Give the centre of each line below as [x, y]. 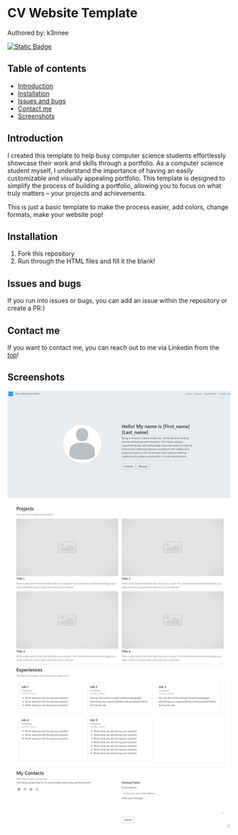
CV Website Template [73, 13]
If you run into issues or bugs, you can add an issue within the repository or [118, 301]
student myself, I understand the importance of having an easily [100, 170]
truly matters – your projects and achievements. [77, 193]
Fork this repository [46, 254]
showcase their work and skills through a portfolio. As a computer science [115, 163]
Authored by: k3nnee [38, 33]
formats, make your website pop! [56, 214]
